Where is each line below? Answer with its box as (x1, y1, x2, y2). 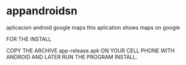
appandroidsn (6, 4, 78, 18)
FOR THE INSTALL (6, 35, 52, 42)
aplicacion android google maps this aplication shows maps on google (6, 24, 180, 31)
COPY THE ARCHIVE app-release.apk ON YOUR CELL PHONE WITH (6, 47, 175, 54)
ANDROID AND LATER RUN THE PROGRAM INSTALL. (6, 53, 138, 60)
